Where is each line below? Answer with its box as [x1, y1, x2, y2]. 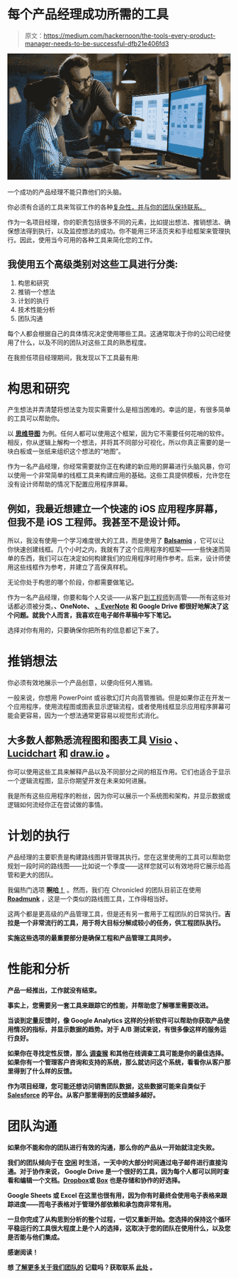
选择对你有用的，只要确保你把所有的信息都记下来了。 [7, 626, 163, 634]
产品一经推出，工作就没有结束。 [7, 985, 101, 995]
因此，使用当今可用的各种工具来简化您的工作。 [19, 235, 157, 244]
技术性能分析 [17, 305, 55, 313]
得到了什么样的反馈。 [13, 1066, 76, 1075]
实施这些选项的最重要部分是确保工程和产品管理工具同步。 [7, 933, 175, 942]
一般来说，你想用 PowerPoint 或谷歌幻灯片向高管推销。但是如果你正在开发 [7, 693, 225, 702]
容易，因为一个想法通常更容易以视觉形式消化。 [25, 711, 163, 720]
